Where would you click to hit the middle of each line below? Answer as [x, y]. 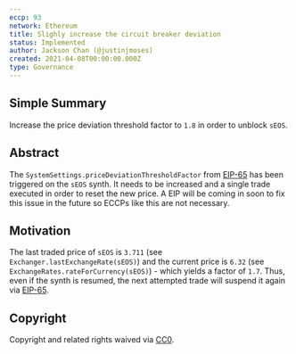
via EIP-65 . [29, 290]
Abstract [34, 153]
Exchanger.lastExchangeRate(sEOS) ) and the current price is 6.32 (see [137, 262]
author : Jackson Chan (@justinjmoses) [81, 51]
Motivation [40, 231]
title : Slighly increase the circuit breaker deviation [115, 34]
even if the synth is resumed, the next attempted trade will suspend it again [148, 281]
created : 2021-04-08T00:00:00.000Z [75, 59]
